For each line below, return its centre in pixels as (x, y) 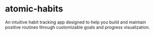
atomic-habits (34, 9)
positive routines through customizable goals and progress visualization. (77, 27)
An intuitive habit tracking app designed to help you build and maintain (76, 22)
